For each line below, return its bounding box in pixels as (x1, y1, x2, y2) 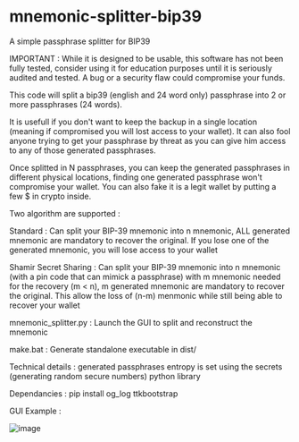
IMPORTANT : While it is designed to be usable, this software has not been (9, 53, 284, 64)
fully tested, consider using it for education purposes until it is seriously (9, 63, 272, 73)
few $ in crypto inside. (9, 191, 92, 201)
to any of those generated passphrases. (9, 145, 156, 156)
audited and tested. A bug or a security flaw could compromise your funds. (9, 72, 286, 82)
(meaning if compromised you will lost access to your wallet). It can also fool (9, 125, 291, 136)
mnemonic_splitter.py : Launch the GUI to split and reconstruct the (9, 317, 253, 327)
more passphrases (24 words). (9, 98, 123, 109)
